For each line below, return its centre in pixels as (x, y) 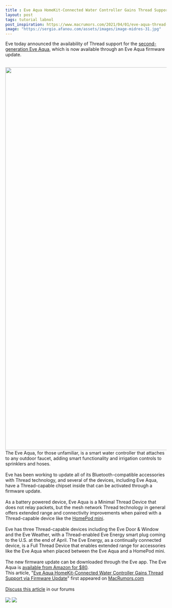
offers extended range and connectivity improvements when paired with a (83, 513)
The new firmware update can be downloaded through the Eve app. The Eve (86, 562)
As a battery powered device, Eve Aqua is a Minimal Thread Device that (81, 502)
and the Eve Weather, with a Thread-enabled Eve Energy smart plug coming (85, 535)
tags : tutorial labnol (29, 19)
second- (147, 44)
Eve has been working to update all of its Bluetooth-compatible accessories (85, 475)
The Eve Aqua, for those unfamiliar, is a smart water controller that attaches (85, 453)
